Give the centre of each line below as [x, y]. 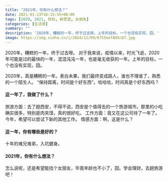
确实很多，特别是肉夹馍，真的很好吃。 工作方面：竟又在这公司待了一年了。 [82, 113]
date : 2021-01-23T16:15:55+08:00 [40, 15]
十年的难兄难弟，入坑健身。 [34, 144]
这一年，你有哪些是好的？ [31, 131]
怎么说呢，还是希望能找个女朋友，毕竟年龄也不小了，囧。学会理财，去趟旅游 [84, 168]
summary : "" [17, 29]
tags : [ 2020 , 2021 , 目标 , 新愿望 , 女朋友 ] [47, 19]
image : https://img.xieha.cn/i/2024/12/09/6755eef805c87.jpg [70, 38]
